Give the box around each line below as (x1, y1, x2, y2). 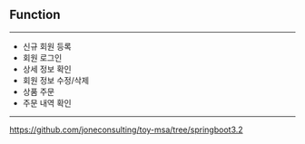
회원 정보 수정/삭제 (22, 74, 89, 85)
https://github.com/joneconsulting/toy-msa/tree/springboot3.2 (9, 124, 243, 135)
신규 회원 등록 (22, 41, 72, 52)
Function (9, 7, 61, 23)
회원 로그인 (22, 52, 63, 62)
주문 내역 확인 (22, 97, 72, 108)
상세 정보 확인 (22, 63, 72, 74)
